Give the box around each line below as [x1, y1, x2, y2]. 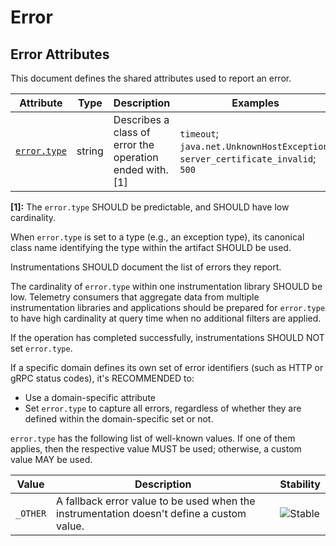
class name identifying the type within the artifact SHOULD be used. [10, 242, 292, 253]
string [76, 144, 104, 158]
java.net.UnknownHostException [179, 141, 329, 152]
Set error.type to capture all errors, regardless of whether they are [24, 402, 302, 414]
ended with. [113, 163, 169, 176]
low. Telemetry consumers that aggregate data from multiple [10, 291, 260, 303]
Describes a [113, 113, 170, 126]
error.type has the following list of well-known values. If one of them [10, 432, 296, 444]
